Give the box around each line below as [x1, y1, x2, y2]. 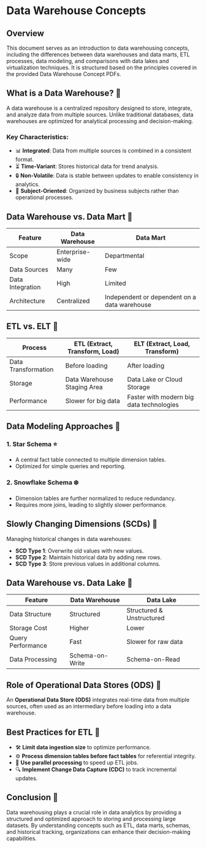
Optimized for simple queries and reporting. [15, 463, 126, 470]
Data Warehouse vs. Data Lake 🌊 [6, 577, 133, 588]
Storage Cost [9, 624, 48, 632]
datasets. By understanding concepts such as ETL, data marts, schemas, [6, 822, 191, 829]
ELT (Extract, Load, [134, 339, 190, 348]
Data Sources [9, 265, 49, 273]
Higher [69, 624, 90, 632]
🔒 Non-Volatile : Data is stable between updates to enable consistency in [15, 172, 199, 180]
